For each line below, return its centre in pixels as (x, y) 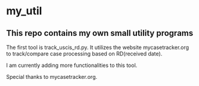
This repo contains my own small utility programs (100, 33)
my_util (24, 11)
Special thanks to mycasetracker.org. (52, 77)
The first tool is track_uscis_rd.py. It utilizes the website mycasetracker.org (98, 47)
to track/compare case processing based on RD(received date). (84, 54)
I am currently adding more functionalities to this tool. (72, 65)
